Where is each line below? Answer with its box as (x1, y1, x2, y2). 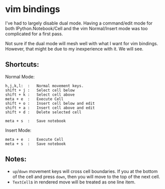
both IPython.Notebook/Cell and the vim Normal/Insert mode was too (5, 25, 148, 31)
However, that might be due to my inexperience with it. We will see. (5, 46, 143, 52)
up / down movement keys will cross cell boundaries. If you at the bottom (12, 168, 158, 174)
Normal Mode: (5, 74, 35, 80)
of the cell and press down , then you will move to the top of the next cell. (12, 173, 160, 179)
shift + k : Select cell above (5, 92, 75, 97)
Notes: (5, 155, 26, 163)
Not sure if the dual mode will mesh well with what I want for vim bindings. (5, 40, 158, 46)
